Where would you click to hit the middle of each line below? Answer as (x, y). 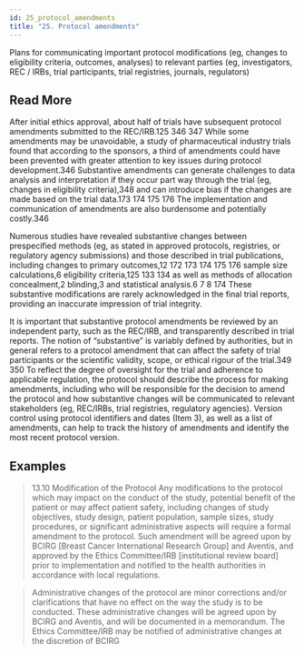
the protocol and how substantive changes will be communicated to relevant (152, 399)
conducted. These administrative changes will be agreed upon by (154, 612)
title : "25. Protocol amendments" (75, 26)
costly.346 (29, 218)
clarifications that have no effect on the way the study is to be (147, 602)
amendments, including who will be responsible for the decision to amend (147, 389)
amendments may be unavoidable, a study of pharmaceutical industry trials (150, 141)
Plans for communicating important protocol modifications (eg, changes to (148, 52)
